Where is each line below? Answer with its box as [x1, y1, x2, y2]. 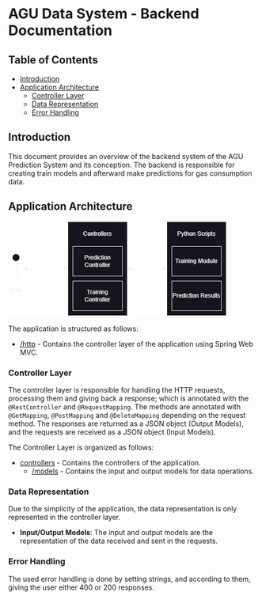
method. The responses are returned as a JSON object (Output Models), [8, 419, 244, 428]
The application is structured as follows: [8, 324, 139, 333]
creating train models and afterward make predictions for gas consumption [8, 168, 253, 178]
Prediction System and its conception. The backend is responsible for [8, 160, 235, 169]
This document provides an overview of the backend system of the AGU [8, 151, 244, 161]
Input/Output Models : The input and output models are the [19, 528, 214, 537]
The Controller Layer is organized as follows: [8, 442, 154, 452]
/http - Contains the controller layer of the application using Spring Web [19, 339, 254, 348]
